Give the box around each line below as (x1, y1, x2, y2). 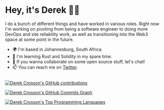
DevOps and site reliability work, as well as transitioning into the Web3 (5, 31, 148, 37)
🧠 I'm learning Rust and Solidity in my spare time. (12, 53, 113, 59)
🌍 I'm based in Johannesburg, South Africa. (12, 46, 103, 52)
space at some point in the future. (5, 37, 74, 42)
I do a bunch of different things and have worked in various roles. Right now (5, 21, 160, 27)
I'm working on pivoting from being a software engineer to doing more (5, 26, 148, 32)
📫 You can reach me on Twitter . (12, 64, 78, 70)
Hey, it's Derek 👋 (5, 4, 80, 16)
